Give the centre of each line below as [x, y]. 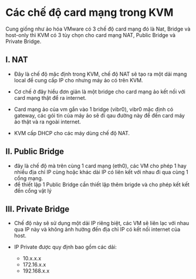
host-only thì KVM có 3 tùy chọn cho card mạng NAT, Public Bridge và [91, 35]
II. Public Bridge [35, 152]
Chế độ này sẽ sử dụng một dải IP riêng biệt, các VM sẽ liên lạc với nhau [102, 223]
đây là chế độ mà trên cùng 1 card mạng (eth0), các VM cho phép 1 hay [100, 166]
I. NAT [17, 60]
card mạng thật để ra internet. [50, 98]
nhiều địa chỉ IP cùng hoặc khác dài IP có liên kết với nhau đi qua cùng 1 [101, 172]
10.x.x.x [32, 258]
